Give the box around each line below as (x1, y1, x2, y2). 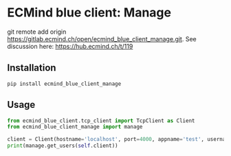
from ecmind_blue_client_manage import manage (7, 124, 143, 131)
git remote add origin (7, 27, 67, 36)
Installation (7, 62, 56, 74)
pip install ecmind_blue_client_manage (7, 80, 122, 87)
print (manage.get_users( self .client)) (7, 142, 118, 149)
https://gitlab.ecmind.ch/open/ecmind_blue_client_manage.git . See (7, 34, 197, 43)
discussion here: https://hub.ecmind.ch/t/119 (7, 42, 133, 50)
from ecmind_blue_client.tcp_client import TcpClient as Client (7, 117, 195, 124)
